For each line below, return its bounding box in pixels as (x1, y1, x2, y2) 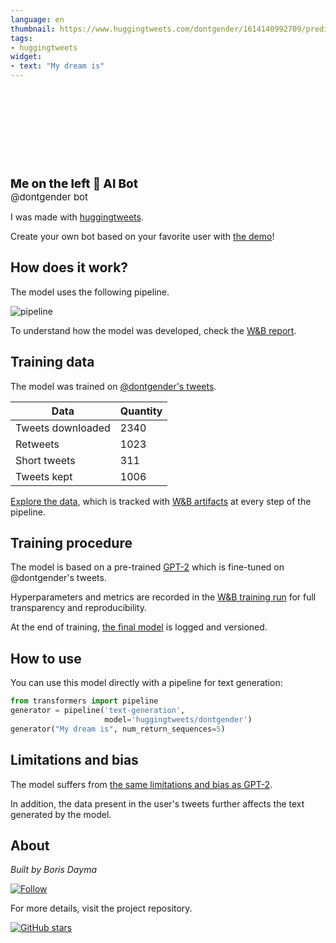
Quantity (119, 404, 163, 418)
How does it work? (10, 259, 129, 276)
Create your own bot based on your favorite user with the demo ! (10, 231, 275, 242)
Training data (10, 354, 95, 371)
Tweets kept (15, 469, 73, 483)
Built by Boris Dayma (10, 864, 97, 876)
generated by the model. (10, 808, 112, 820)
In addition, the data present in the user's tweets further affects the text (10, 797, 305, 810)
